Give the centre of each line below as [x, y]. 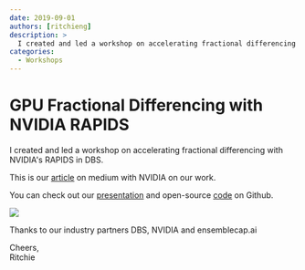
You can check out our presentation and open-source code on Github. [142, 195]
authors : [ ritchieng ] [51, 26]
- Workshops [41, 60]
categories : [32, 52]
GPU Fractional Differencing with [136, 105]
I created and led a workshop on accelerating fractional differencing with [146, 150]
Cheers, [24, 247]
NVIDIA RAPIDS [69, 125]
